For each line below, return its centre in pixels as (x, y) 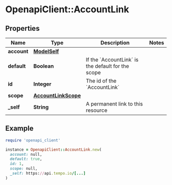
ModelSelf (46, 51)
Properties (23, 28)
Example (19, 128)
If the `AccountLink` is (112, 60)
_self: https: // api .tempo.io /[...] (48, 173)
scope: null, (24, 169)
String (41, 107)
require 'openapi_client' (33, 140)
